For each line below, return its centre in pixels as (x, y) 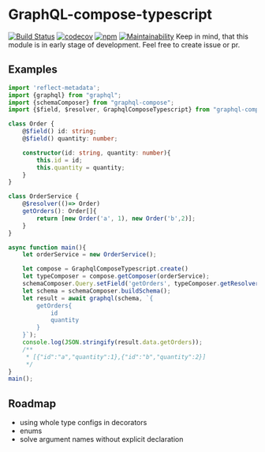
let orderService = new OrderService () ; (90, 255)
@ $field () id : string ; (60, 132)
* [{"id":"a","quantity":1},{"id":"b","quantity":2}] (116, 357)
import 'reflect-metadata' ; (54, 88)
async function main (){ (47, 247)
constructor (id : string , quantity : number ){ (97, 153)
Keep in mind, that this (212, 36)
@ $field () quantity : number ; (70, 139)
